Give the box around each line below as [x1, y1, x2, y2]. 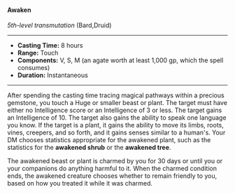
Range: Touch [17, 49, 59, 57]
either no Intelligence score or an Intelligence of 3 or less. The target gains [7, 106, 222, 115]
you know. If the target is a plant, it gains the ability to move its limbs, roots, [7, 121, 224, 130]
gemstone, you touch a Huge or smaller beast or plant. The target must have [7, 99, 227, 107]
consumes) [17, 64, 50, 72]
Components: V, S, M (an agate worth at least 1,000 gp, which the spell [17, 56, 224, 64]
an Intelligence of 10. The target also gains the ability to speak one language [7, 113, 227, 122]
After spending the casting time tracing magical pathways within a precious [7, 91, 225, 99]
